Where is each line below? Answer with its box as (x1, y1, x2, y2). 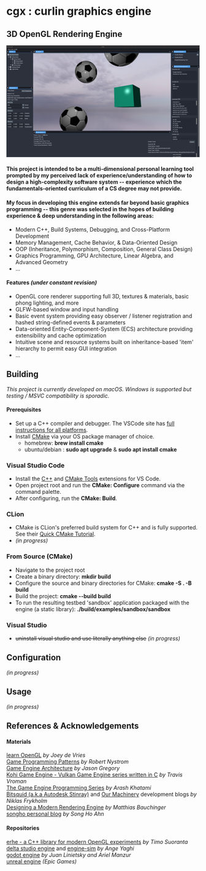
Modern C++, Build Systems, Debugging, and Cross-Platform (15, 225, 170, 233)
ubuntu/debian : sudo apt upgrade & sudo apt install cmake (24, 445, 177, 453)
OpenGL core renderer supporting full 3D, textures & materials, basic (15, 292, 189, 300)
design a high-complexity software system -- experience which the (6, 178, 182, 186)
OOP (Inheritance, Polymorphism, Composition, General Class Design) (15, 245, 193, 252)
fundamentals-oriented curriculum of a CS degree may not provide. (6, 185, 182, 192)
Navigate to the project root (15, 566, 85, 574)
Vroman (6, 778, 27, 785)
